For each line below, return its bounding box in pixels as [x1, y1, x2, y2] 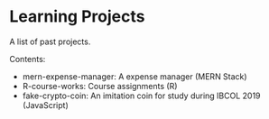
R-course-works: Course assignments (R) [22, 80, 178, 91]
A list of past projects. [9, 36, 91, 47]
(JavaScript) [22, 99, 70, 110]
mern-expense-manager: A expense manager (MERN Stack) [22, 70, 247, 82]
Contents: [9, 53, 46, 64]
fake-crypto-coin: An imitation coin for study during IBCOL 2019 [22, 90, 261, 101]
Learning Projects [9, 6, 145, 27]
